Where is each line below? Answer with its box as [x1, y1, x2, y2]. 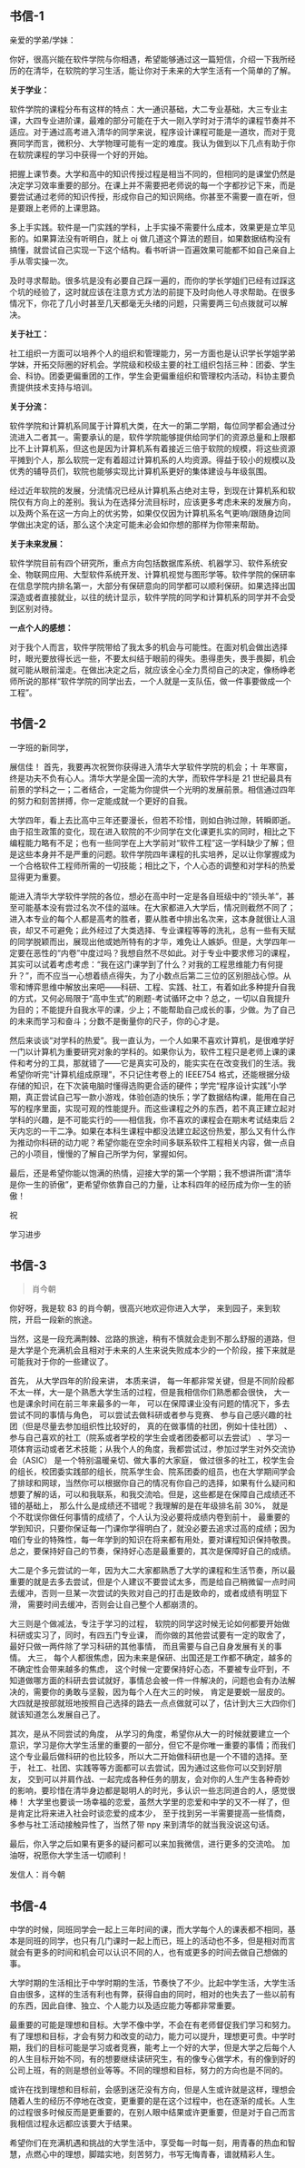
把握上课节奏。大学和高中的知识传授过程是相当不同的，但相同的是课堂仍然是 [9, 168, 296, 179]
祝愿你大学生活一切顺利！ [33, 1850, 129, 1861]
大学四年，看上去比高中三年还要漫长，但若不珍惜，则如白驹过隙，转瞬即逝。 [9, 814, 296, 825]
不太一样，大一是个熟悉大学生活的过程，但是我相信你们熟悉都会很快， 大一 [9, 1387, 290, 1398]
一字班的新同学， [9, 742, 74, 753]
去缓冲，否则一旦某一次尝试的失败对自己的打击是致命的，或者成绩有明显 [9, 1588, 280, 1599]
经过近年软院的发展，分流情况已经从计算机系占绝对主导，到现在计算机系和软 [9, 485, 296, 496]
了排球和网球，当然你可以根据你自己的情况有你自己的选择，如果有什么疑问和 [9, 1478, 296, 1489]
